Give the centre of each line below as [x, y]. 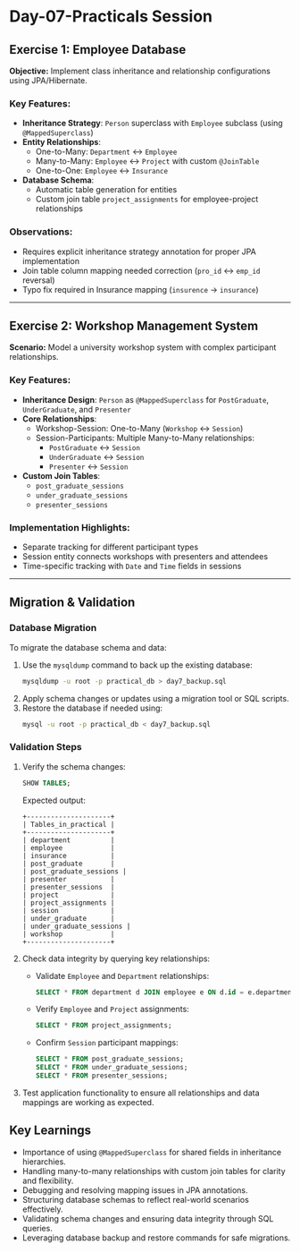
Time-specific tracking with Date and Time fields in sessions [132, 566]
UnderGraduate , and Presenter [76, 409]
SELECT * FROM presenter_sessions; [101, 1076]
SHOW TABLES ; [46, 783]
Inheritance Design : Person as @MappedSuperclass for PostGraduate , [146, 399]
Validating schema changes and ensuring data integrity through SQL [148, 1218]
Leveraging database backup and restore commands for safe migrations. [156, 1238]
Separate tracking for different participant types [110, 547]
